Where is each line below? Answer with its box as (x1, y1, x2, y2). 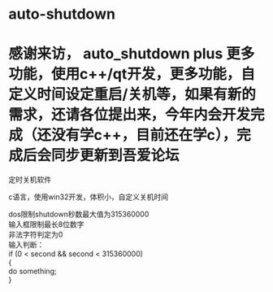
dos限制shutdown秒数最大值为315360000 (8, 209, 149, 220)
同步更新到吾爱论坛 (51, 146, 180, 165)
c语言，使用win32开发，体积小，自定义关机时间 (8, 192, 169, 202)
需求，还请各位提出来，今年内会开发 (8, 106, 251, 124)
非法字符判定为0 (8, 229, 63, 240)
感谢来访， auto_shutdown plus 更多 (8, 45, 255, 63)
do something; (8, 266, 57, 277)
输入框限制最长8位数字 (8, 220, 84, 229)
